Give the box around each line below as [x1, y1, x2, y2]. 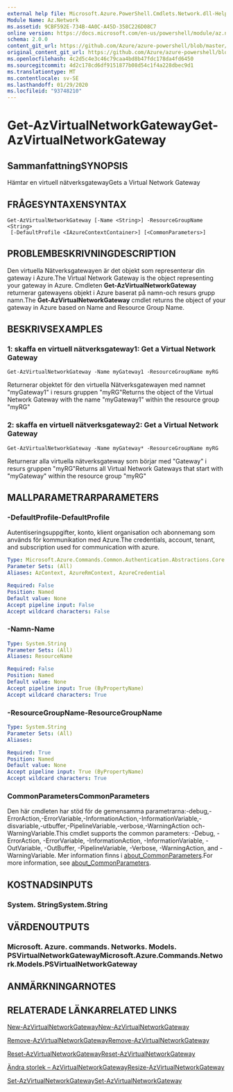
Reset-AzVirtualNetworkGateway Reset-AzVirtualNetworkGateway [7, 1050, 196, 1058]
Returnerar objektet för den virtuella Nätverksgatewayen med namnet [7, 381, 206, 389]
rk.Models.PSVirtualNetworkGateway [7, 959, 138, 969]
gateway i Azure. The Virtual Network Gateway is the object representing [7, 274, 214, 282]
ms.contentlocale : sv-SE [7, 74, 79, 82]
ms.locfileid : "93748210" [7, 88, 82, 94]
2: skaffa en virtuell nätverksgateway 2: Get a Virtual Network [7, 420, 219, 430]
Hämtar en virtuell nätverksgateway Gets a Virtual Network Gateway [7, 179, 200, 187]
